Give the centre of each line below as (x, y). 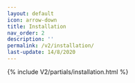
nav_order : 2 (26, 33)
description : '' (30, 39)
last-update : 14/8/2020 (42, 53)
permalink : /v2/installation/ (51, 46)
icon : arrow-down (32, 20)
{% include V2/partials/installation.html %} (68, 72)
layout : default (30, 13)
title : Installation (37, 26)
